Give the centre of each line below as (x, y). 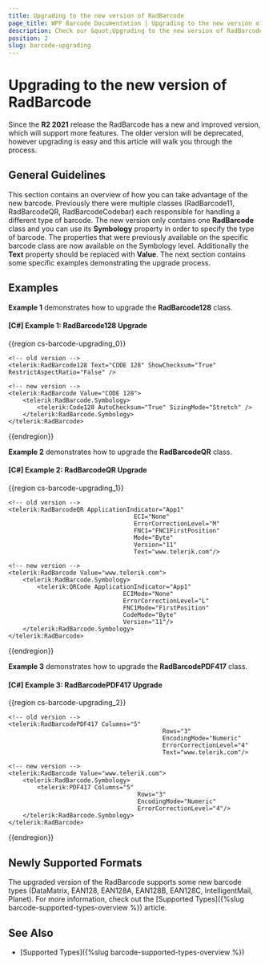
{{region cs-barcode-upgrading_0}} (67, 343)
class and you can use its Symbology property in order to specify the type (131, 229)
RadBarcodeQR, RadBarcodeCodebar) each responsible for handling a (124, 211)
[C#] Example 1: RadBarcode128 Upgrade (78, 326)
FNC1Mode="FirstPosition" (166, 608)
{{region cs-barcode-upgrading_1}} (66, 488)
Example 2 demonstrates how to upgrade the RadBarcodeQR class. (120, 452)
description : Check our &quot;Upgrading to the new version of (116, 30)
